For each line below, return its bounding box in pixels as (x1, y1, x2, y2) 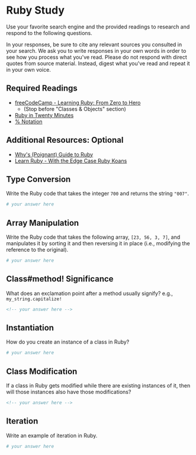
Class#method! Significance (6, 274, 114, 284)
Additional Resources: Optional (6, 135, 124, 145)
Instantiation (6, 323, 54, 333)
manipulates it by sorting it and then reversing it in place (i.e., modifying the (6, 240, 191, 247)
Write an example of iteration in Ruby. (6, 432, 98, 439)
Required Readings (6, 84, 78, 94)
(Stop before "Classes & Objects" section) (23, 105, 126, 113)
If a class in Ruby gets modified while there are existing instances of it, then (6, 382, 191, 389)
